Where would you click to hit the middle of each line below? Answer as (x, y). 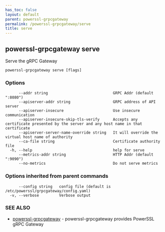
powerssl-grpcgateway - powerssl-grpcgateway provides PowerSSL (83, 218)
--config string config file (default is (65, 186)
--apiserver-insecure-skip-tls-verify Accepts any (78, 120)
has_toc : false (21, 10)
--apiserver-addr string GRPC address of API (87, 102)
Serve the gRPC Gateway (31, 61)
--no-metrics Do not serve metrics (88, 164)
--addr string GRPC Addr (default (86, 93)
